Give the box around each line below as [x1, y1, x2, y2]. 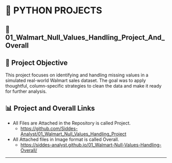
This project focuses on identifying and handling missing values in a [5, 72, 148, 78]
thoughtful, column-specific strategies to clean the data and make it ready [5, 83, 162, 89]
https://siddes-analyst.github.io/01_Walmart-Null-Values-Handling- [20, 142, 162, 148]
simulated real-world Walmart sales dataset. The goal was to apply [5, 77, 146, 84]
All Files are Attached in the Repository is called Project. [12, 120, 131, 126]
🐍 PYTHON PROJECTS [5, 5, 102, 16]
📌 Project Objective [5, 58, 68, 67]
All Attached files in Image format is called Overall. [12, 136, 119, 142]
